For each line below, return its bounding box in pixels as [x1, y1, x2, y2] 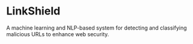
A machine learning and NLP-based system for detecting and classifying [6, 24, 188, 31]
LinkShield [6, 4, 61, 18]
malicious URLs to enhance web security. [6, 30, 110, 37]
